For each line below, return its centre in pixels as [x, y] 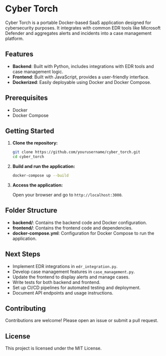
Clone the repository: [35, 143]
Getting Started [30, 131]
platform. [14, 38]
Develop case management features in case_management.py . [73, 271]
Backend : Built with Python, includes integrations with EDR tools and [83, 66]
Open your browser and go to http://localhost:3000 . [67, 195]
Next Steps [23, 254]
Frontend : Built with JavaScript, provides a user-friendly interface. [81, 77]
